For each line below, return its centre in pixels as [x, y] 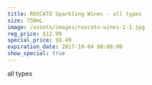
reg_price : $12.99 [35, 34]
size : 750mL [25, 21]
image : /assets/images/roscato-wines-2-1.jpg [76, 27]
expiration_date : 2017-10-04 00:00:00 [65, 47]
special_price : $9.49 [40, 40]
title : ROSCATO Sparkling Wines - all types [75, 14]
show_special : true [36, 54]
